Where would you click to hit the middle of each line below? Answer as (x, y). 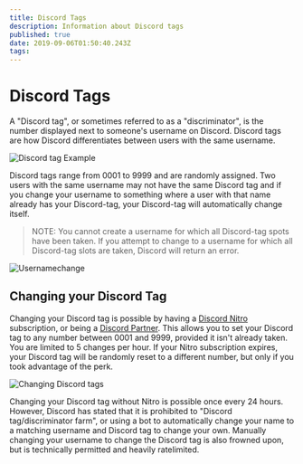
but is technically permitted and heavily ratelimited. (104, 450)
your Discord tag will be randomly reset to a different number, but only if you (151, 356)
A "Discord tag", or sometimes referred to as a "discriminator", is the (137, 121)
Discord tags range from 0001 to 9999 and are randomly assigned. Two (142, 175)
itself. (19, 214)
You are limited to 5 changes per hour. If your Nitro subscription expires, (144, 347)
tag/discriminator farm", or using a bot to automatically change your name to (152, 421)
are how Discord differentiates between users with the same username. (142, 140)
